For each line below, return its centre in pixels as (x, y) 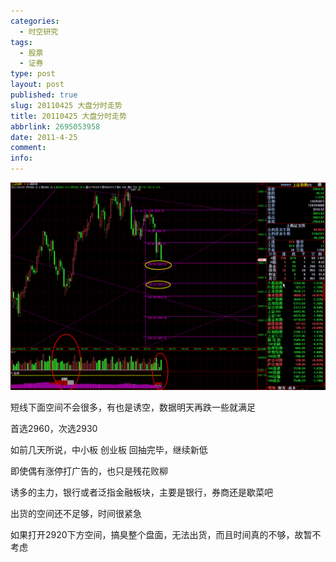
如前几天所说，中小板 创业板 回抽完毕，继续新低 (109, 449)
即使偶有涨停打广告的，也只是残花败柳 (89, 471)
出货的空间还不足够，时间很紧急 (76, 513)
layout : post (37, 85)
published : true (44, 95)
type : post (33, 74)
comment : (28, 148)
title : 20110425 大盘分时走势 (68, 116)
